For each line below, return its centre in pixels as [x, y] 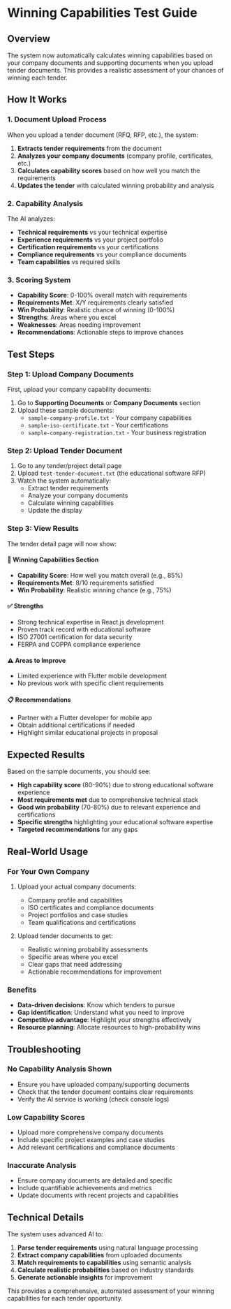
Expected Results [46, 755]
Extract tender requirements [68, 488]
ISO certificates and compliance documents [91, 907]
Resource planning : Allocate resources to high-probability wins [109, 1028]
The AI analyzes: [31, 219]
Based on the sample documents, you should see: [79, 771]
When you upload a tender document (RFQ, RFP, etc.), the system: [103, 135]
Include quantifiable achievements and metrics [84, 1188]
